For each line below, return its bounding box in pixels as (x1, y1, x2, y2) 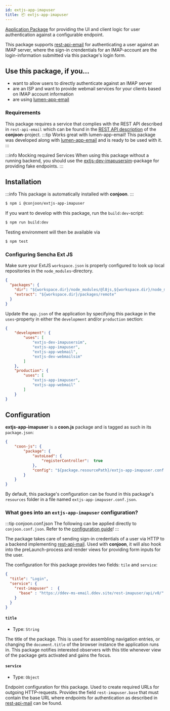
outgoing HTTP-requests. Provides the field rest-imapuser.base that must (5, 689, 159, 695)
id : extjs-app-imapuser (5, 7, 56, 13)
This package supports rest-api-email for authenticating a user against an (5, 41, 159, 47)
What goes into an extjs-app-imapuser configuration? (5, 509, 138, 516)
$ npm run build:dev (5, 220, 49, 225)
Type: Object (12, 674, 39, 680)
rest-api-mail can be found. (5, 700, 62, 706)
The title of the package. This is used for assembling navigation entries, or (5, 636, 160, 642)
